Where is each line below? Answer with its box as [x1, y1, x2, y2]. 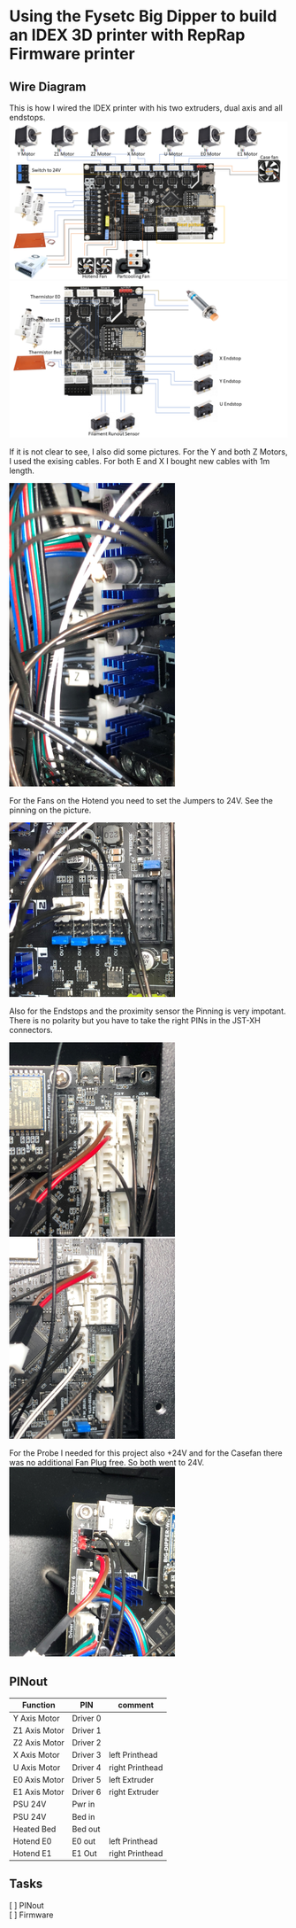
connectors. [9, 1025, 53, 1036]
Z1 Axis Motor [12, 1725, 65, 1736]
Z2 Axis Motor [12, 1738, 65, 1748]
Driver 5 [72, 1774, 102, 1784]
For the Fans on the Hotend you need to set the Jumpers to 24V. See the [9, 796, 274, 806]
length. [9, 465, 35, 476]
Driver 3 [72, 1750, 102, 1761]
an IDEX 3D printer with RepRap [9, 25, 246, 45]
